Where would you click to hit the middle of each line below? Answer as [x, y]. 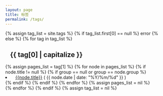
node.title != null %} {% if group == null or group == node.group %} [76, 72]
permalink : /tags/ [25, 19]
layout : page [19, 10]
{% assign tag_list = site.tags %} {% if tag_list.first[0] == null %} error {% [82, 34]
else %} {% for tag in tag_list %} [39, 39]
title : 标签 [17, 15]
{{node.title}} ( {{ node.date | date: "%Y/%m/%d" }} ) [71, 77]
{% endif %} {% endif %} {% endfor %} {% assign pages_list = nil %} [78, 83]
